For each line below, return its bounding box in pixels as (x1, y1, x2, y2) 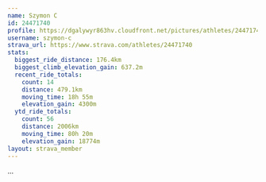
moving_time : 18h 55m (21, 93, 93, 101)
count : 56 (21, 115, 55, 123)
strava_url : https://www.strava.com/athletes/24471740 (7, 41, 193, 49)
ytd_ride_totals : (14, 108, 72, 116)
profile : (7, 26, 37, 34)
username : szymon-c (7, 33, 72, 42)
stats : (7, 48, 29, 56)
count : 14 (21, 78, 55, 86)
